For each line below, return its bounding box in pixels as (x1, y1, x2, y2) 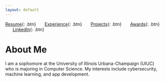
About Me (5, 43, 47, 55)
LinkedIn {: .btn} (12, 26, 44, 32)
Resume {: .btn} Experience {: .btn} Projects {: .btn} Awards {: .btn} (5, 21, 160, 27)
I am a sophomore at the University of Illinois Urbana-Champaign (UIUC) (5, 60, 154, 66)
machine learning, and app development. (5, 71, 90, 77)
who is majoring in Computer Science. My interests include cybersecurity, (5, 65, 157, 71)
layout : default (5, 7, 39, 12)
